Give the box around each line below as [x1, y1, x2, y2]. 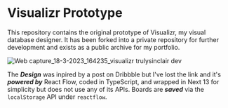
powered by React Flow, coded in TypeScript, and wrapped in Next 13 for [7, 77, 220, 86]
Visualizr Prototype [7, 5, 123, 21]
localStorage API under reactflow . [7, 93, 107, 101]
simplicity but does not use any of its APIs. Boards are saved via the [7, 85, 205, 93]
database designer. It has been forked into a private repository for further [7, 35, 220, 43]
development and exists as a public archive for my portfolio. [7, 43, 180, 51]
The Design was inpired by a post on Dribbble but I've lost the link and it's [7, 70, 221, 79]
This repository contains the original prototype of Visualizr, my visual [7, 28, 206, 36]
